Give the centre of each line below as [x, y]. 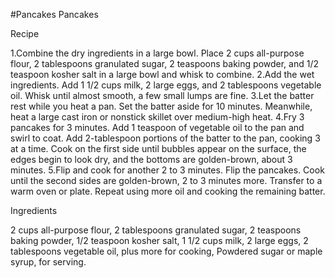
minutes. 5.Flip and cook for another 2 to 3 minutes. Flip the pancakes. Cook [167, 170]
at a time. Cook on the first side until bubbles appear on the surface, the [158, 148]
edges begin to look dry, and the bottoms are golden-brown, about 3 [151, 159]
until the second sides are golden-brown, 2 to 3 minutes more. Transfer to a [166, 180]
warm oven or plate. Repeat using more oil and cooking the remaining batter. [168, 191]
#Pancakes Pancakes [54, 14]
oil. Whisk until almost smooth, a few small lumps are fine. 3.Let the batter [162, 95]
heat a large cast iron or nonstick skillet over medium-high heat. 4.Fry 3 [157, 117]
